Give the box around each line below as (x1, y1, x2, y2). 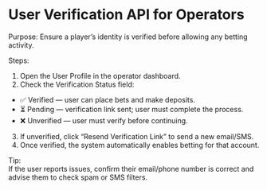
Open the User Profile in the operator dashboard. (19, 71, 181, 80)
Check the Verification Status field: (19, 79, 135, 89)
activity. (8, 40, 34, 49)
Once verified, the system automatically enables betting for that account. (19, 140, 260, 149)
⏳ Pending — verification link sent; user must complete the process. (19, 104, 244, 114)
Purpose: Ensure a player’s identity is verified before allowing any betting (8, 32, 249, 41)
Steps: (8, 56, 29, 65)
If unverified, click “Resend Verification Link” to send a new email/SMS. (19, 131, 254, 141)
